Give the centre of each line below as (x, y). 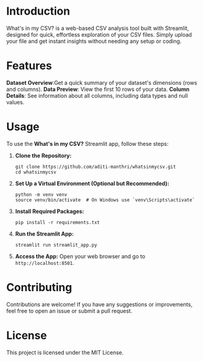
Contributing (39, 288)
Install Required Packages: (50, 211)
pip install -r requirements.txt (57, 222)
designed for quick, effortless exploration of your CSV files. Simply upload (99, 34)
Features (29, 66)
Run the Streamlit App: (44, 234)
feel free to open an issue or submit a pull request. (69, 311)
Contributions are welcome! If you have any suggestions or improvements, (99, 304)
